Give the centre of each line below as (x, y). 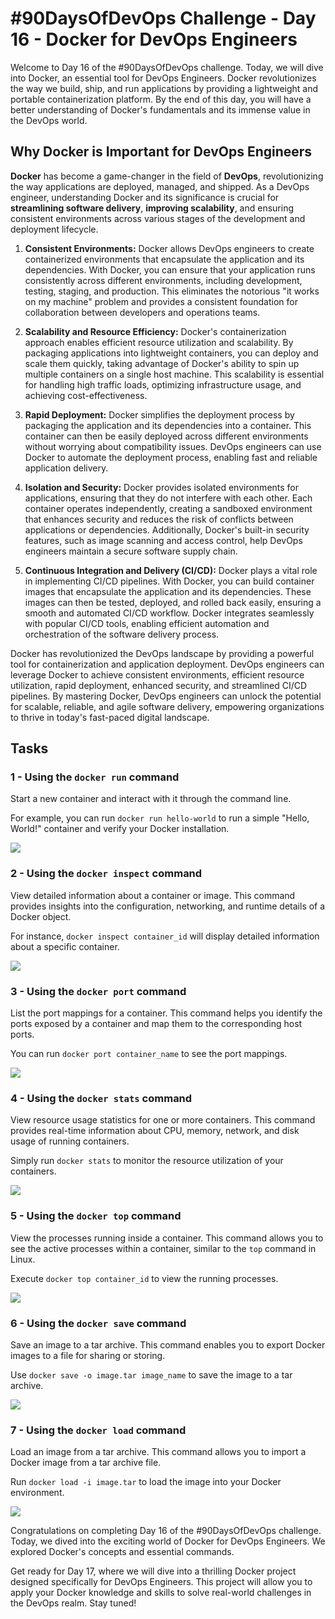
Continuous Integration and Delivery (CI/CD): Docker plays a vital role (171, 570)
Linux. (23, 1259)
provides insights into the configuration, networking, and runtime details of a (168, 906)
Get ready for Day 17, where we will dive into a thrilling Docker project (153, 1571)
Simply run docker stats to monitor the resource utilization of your (147, 1161)
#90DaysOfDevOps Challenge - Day (163, 18)
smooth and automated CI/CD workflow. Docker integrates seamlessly (169, 613)
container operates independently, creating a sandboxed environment (168, 508)
